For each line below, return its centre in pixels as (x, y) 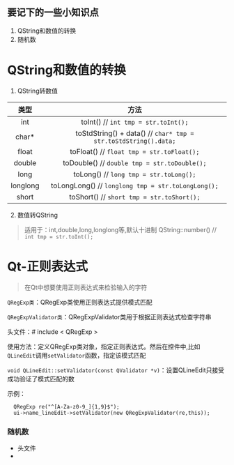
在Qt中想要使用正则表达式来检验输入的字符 (86, 287)
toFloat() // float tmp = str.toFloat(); (135, 151)
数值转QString (37, 215)
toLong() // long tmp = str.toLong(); (134, 174)
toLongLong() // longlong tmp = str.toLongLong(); (135, 185)
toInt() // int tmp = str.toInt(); (135, 122)
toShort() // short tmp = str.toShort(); (135, 197)
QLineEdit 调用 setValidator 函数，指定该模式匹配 (77, 355)
